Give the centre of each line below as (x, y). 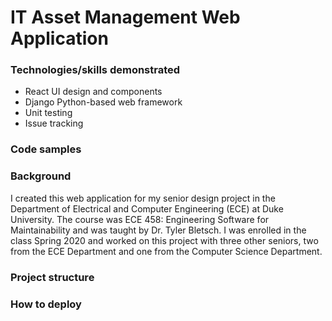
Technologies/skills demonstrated (95, 70)
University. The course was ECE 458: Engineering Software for (140, 219)
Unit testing (48, 113)
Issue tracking (54, 123)
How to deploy (46, 304)
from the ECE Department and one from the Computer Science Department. (166, 251)
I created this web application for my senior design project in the (143, 198)
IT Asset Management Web (125, 17)
